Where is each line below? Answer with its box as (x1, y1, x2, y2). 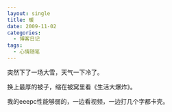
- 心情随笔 (13, 49, 40, 56)
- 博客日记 (13, 36, 40, 43)
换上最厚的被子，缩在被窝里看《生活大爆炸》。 (7, 82, 136, 91)
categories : (7, 29, 41, 36)
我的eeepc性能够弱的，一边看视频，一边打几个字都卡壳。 (7, 97, 169, 105)
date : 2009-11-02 (7, 23, 57, 30)
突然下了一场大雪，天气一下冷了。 (7, 68, 103, 76)
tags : (7, 42, 23, 49)
